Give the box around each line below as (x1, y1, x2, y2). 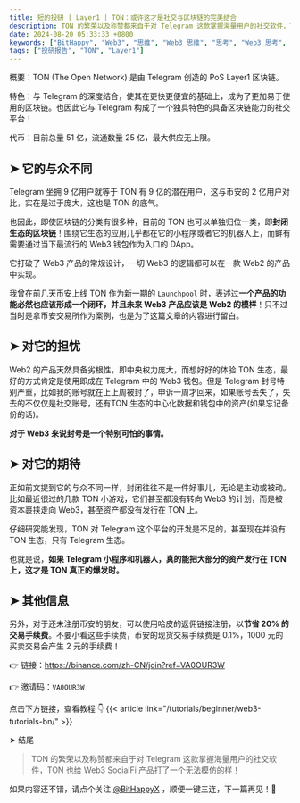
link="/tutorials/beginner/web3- (145, 703, 262, 715)
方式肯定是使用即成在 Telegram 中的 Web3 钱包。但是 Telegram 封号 (24, 375, 278, 386)
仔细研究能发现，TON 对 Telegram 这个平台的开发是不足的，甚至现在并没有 (9, 523, 287, 534)
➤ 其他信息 (9, 593, 70, 608)
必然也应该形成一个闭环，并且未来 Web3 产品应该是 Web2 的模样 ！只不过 (16, 298, 288, 309)
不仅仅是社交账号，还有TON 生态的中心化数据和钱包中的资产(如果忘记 (24, 397, 281, 408)
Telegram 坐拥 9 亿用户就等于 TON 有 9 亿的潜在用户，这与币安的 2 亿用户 (9, 186, 283, 197)
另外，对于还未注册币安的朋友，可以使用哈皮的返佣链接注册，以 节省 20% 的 (9, 618, 290, 630)
